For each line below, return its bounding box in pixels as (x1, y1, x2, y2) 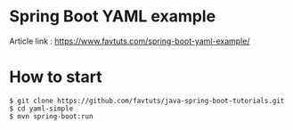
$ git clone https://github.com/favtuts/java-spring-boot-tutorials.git (9, 96, 285, 105)
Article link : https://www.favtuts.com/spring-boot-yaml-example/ (9, 36, 250, 46)
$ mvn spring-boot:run (9, 111, 94, 121)
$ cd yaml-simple (9, 104, 74, 113)
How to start (9, 67, 102, 87)
